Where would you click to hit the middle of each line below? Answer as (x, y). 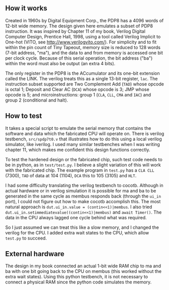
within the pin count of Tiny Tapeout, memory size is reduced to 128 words (83, 47)
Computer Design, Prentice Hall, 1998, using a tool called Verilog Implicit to (83, 36)
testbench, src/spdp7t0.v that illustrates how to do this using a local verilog (84, 139)
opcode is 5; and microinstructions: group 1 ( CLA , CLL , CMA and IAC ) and (78, 94)
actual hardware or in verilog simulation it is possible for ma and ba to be (81, 190)
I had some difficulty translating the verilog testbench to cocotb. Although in (84, 185)
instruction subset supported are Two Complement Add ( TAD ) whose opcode (84, 84)
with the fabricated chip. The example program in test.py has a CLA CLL (80, 170)
